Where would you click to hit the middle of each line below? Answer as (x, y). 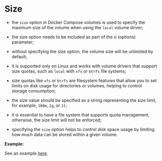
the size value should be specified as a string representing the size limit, (84, 100)
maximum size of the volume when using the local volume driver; (77, 27)
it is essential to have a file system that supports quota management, (81, 114)
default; (19, 56)
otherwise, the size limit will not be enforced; (56, 120)
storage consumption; (34, 91)
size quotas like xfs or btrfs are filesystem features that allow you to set (84, 80)
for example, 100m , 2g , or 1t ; (39, 105)
